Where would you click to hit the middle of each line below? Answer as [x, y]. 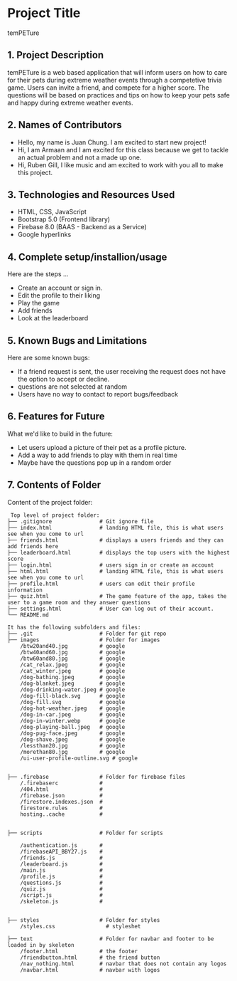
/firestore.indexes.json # [61, 802]
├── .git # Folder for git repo [87, 634]
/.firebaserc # [61, 783]
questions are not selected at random [72, 387]
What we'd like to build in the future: [60, 434]
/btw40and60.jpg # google [73, 652]
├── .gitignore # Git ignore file [81, 521]
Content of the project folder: [50, 502]
